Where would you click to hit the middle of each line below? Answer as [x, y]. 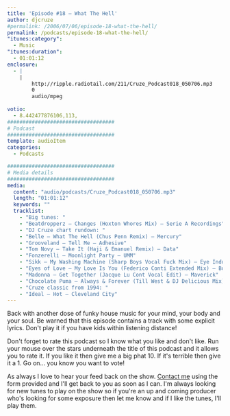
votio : [16, 109]
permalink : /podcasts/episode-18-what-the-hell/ [78, 33]
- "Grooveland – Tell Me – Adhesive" [73, 243]
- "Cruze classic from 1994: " [64, 288]
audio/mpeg [47, 97]
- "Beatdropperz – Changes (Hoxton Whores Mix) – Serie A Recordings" [122, 224]
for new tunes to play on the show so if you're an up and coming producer [112, 391]
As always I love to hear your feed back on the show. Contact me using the [113, 377]
